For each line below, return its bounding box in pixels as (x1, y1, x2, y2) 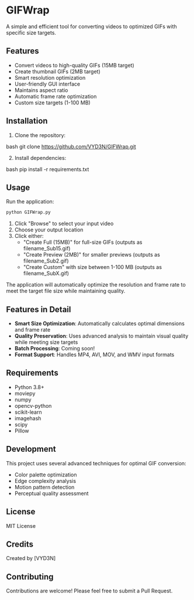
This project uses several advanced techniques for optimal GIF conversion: (6, 459, 186, 466)
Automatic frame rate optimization (14, 93, 97, 100)
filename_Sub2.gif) (23, 257, 69, 264)
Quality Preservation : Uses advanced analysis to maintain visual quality (14, 332, 189, 340)
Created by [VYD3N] (6, 555, 56, 562)
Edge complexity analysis (14, 477, 77, 484)
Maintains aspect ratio (14, 86, 68, 94)
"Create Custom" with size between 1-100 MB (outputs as (23, 264, 162, 271)
